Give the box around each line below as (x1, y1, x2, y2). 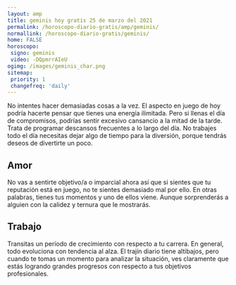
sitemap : (7, 69, 33, 76)
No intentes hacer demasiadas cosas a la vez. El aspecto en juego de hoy (7, 101, 221, 110)
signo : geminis (10, 50, 55, 57)
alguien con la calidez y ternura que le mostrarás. (7, 201, 151, 209)
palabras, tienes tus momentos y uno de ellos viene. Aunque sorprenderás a (7, 193, 229, 201)
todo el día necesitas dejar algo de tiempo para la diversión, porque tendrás (7, 132, 227, 140)
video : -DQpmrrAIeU (10, 56, 68, 63)
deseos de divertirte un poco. (7, 139, 93, 148)
